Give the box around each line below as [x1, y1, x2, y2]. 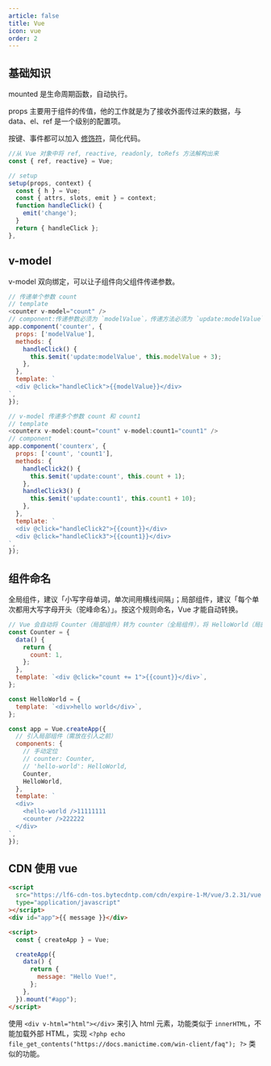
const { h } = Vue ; [15, 186, 81, 194]
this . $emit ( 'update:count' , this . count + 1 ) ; [29, 472, 186, 480]
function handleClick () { [15, 202, 103, 210]
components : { [15, 740, 63, 748]
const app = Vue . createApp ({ [8, 725, 106, 733]
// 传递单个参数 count [8, 292, 77, 301]
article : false [8, 11, 60, 20]
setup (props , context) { [8, 179, 92, 187]
